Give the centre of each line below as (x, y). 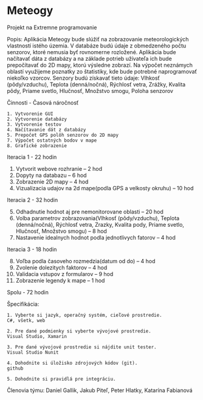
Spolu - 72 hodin (28, 292)
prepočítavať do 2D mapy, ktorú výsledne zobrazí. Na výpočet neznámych (100, 65)
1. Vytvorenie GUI (30, 114)
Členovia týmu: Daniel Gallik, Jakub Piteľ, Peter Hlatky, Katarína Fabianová (100, 390)
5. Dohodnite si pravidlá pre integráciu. (61, 379)
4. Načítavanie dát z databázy (46, 129)
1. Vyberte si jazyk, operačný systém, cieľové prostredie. (85, 315)
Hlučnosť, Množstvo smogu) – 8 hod (61, 231)
